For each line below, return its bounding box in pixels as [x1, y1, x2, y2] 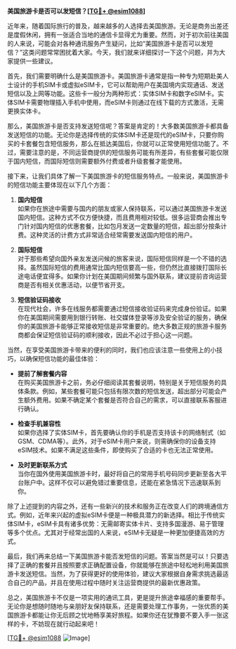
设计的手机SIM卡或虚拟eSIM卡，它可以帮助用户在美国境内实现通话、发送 [13, 81, 224, 88]
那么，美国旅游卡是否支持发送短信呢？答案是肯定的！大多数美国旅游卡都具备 [7, 122, 229, 130]
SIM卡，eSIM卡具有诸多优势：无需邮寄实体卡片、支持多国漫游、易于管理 [13, 520, 224, 527]
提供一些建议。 [13, 57, 57, 65]
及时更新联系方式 [17, 461, 67, 469]
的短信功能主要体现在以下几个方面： [7, 181, 112, 189]
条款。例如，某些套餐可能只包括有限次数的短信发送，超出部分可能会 [23, 387, 221, 395]
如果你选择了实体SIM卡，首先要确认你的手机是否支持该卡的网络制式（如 [17, 428, 226, 436]
